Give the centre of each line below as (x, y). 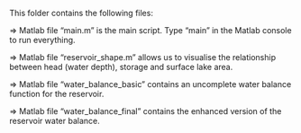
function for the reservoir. (57, 94)
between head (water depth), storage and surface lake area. (121, 67)
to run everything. (42, 40)
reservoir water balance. (55, 121)
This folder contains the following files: (81, 13)
